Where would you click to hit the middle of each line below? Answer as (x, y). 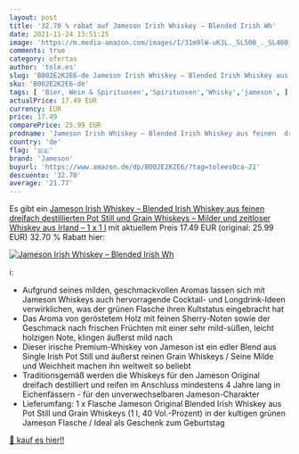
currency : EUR (36, 109)
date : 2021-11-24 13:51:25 (59, 34)
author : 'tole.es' (43, 68)
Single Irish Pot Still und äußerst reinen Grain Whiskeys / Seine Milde (148, 357)
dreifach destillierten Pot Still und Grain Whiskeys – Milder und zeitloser (140, 219)
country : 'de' (36, 142)
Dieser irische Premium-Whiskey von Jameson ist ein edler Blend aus (149, 347)
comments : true (37, 51)
